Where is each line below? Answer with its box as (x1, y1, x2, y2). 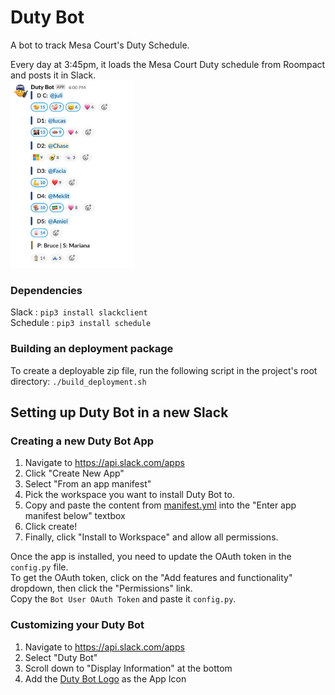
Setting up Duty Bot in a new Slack (10, 404, 229, 421)
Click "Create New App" (24, 467, 125, 480)
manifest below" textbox (24, 510, 126, 522)
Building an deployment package (10, 342, 174, 356)
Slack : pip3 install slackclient (10, 306, 148, 318)
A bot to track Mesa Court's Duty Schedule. (10, 39, 190, 51)
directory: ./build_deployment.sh (10, 375, 147, 387)
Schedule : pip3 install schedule (10, 317, 152, 329)
